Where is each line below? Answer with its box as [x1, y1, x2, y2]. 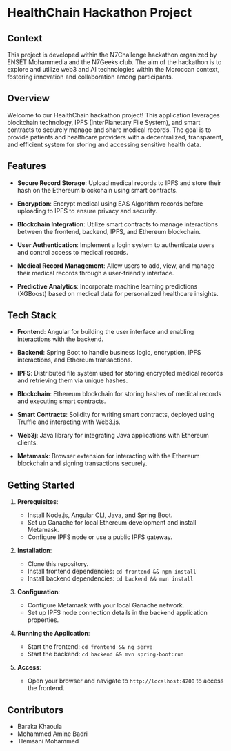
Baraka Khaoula [17, 723, 62, 731]
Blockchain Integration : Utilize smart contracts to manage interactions [17, 220, 219, 228]
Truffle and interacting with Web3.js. [17, 418, 121, 426]
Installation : [17, 547, 52, 555]
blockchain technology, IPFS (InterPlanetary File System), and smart [7, 118, 201, 126]
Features [7, 160, 46, 172]
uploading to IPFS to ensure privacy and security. [17, 206, 157, 215]
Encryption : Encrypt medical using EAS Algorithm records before [17, 199, 203, 208]
